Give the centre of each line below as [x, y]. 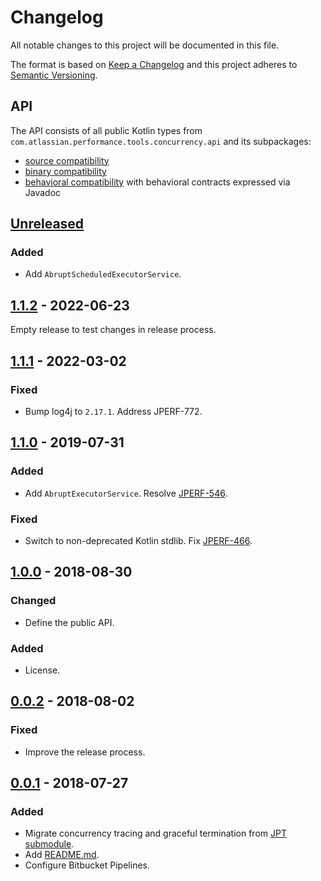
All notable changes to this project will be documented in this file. [145, 45]
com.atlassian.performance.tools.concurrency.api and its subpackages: [161, 141]
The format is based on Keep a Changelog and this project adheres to [154, 64]
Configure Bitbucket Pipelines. [87, 865]
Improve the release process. [85, 752]
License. [42, 670]
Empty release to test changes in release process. [113, 330]
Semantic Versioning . [54, 75]
